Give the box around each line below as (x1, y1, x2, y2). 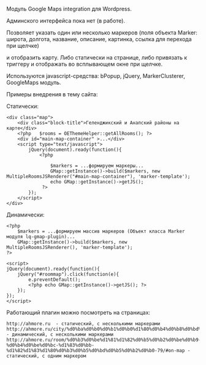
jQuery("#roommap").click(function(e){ (17, 271, 120, 277)
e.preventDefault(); (28, 277, 81, 283)
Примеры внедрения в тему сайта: (6, 91, 98, 98)
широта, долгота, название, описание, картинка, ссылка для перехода (6, 36, 192, 42)
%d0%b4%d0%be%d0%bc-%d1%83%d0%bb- (6, 342, 95, 348)
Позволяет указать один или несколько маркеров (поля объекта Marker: (6, 29, 198, 36)
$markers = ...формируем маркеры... (50, 163, 144, 169)
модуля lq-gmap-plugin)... (6, 234, 75, 240)
